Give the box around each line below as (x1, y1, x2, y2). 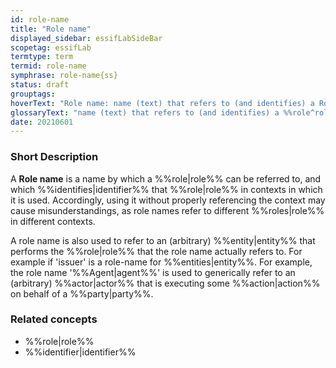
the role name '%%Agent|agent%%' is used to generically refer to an (10, 266, 296, 278)
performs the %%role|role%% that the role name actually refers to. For (10, 245, 303, 257)
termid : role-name (10, 61, 87, 71)
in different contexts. (10, 215, 96, 227)
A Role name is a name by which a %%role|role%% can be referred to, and (10, 172, 322, 185)
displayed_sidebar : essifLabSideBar (10, 33, 163, 43)
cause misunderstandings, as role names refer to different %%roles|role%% (10, 204, 325, 216)
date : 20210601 (10, 117, 74, 127)
